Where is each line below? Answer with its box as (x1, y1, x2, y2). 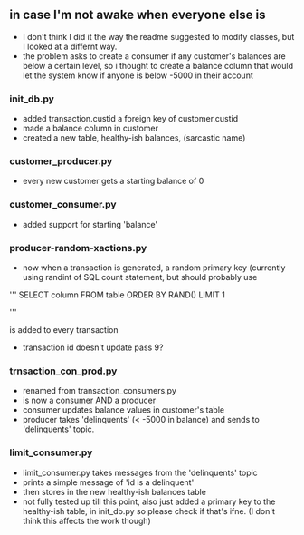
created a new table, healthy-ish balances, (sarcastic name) (22, 132, 246, 143)
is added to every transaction (9, 325, 119, 335)
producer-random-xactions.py (9, 241, 147, 254)
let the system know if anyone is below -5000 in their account (22, 70, 253, 81)
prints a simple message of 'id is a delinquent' (22, 476, 195, 488)
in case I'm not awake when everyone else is (9, 7, 266, 23)
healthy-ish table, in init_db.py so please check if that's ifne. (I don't (22, 505, 276, 516)
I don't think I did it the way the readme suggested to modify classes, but (22, 31, 295, 42)
